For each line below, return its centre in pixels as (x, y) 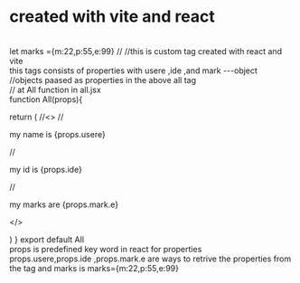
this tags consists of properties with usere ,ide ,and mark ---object (133, 71)
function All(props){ (46, 99)
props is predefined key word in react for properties (106, 249)
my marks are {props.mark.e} (64, 204)
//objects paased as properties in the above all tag (103, 80)
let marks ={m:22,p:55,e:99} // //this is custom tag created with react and (146, 51)
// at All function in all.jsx (55, 90)
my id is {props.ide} (46, 169)
